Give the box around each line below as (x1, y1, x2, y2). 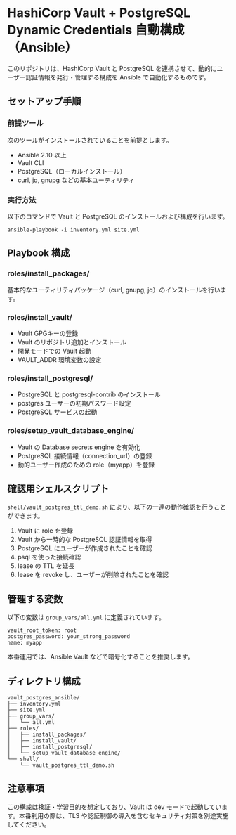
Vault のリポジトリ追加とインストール (17, 337, 126, 346)
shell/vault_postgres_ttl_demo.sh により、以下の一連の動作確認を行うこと (7, 503, 227, 511)
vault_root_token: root (7, 627, 77, 634)
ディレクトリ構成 (7, 675, 81, 687)
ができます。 (7, 512, 44, 520)
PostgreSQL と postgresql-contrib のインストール (17, 390, 161, 399)
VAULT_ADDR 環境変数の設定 (17, 355, 102, 363)
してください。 (7, 820, 51, 829)
